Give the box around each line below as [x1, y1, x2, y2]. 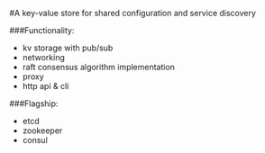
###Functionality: [9, 25, 75, 35]
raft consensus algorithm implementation [22, 62, 176, 72]
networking [22, 52, 66, 62]
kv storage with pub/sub [22, 42, 114, 53]
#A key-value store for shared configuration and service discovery [9, 8, 257, 18]
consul [22, 135, 48, 145]
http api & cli [22, 81, 69, 91]
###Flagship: [9, 98, 59, 109]
